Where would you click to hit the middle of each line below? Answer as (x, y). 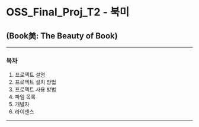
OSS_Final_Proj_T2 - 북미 (68, 12)
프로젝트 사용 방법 (35, 90)
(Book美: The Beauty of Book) (62, 36)
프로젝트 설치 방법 (35, 82)
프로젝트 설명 (30, 75)
